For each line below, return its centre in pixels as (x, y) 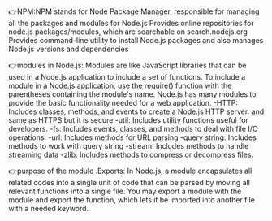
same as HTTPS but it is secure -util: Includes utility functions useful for (129, 120)
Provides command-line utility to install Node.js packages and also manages (136, 40)
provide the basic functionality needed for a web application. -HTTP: (123, 103)
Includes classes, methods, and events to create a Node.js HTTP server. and (136, 111)
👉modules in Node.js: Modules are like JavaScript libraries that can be (127, 65)
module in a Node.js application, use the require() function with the (120, 85)
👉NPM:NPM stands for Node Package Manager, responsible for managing (134, 11)
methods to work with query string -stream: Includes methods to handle (129, 146)
